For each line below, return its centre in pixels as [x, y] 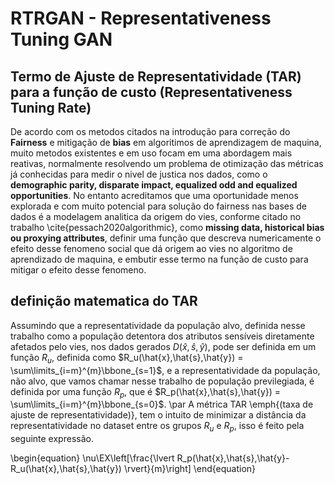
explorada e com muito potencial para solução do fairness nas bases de [158, 206]
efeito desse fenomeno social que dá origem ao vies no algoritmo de [151, 248]
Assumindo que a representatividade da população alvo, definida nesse [158, 325]
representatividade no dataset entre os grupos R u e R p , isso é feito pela [157, 427]
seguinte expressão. [52, 439]
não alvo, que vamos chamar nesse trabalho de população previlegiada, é [162, 381]
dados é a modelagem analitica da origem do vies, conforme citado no [156, 216]
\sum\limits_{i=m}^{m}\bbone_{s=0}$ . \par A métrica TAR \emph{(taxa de [162, 404]
